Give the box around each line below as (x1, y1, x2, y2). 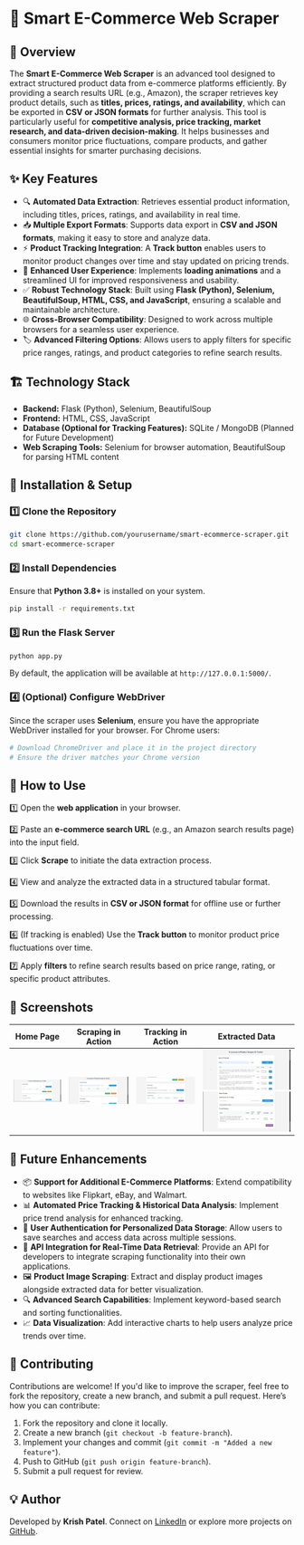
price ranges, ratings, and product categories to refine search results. (22, 347, 283, 358)
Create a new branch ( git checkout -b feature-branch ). (22, 1426, 233, 1438)
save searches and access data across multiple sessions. (22, 1232, 237, 1243)
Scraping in (76, 1026, 121, 1037)
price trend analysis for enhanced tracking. (22, 1213, 184, 1224)
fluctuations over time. (9, 942, 93, 954)
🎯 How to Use (9, 778, 86, 793)
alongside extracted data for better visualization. (22, 1283, 204, 1294)
